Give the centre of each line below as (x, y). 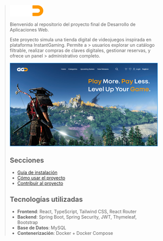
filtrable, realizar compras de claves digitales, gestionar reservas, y (80, 50)
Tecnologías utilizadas (46, 199)
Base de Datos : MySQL (42, 228)
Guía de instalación (37, 172)
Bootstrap (28, 222)
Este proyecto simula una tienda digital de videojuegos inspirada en (80, 40)
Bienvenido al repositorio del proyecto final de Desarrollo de (73, 24)
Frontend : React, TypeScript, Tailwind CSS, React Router (77, 212)
